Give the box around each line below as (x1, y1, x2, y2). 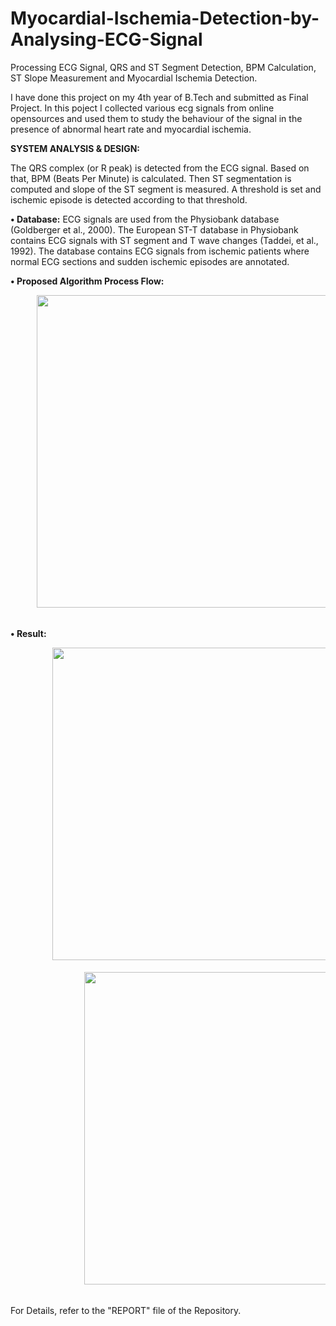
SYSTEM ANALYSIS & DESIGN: (10, 142, 141, 154)
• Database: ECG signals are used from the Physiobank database (10, 213, 280, 225)
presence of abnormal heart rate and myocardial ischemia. (10, 123, 252, 135)
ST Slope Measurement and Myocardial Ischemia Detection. (10, 72, 258, 84)
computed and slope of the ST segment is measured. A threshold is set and (10, 183, 322, 195)
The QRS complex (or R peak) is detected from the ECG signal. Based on (10, 162, 310, 174)
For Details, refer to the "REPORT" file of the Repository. (10, 1304, 242, 1316)
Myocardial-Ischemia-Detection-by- (10, 7, 320, 30)
